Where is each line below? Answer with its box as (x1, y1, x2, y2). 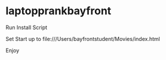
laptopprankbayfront (5, 4, 112, 18)
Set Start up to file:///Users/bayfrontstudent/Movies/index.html (5, 35, 161, 42)
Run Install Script (5, 24, 48, 31)
